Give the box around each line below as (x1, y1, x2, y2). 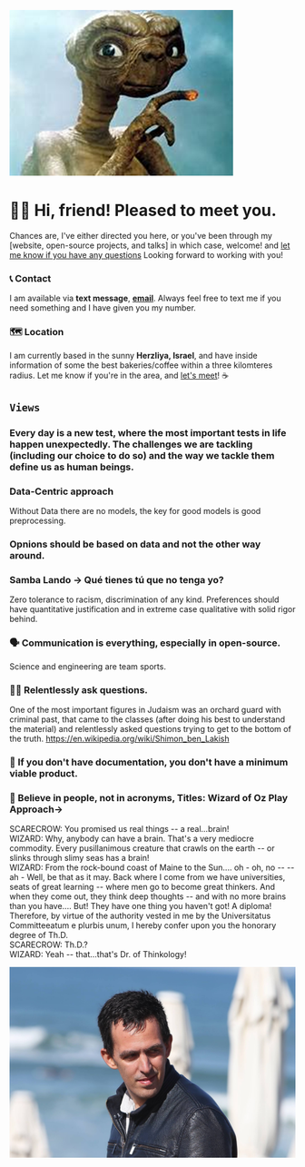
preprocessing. (9, 515, 66, 527)
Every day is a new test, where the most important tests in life (9, 426, 287, 439)
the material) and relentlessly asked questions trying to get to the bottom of (9, 723, 292, 734)
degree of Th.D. (9, 930, 69, 941)
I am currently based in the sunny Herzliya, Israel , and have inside (9, 350, 258, 361)
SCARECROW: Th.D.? (9, 939, 88, 950)
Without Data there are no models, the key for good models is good (9, 506, 261, 517)
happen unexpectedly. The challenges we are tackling (9, 438, 253, 450)
